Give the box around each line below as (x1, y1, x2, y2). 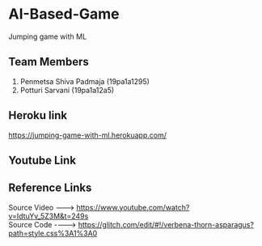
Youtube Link (8, 153, 77, 167)
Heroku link (8, 108, 67, 122)
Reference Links (8, 181, 92, 195)
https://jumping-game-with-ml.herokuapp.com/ (8, 130, 167, 140)
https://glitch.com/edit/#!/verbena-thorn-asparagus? (78, 219, 255, 229)
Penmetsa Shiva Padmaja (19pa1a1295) (19, 76, 150, 86)
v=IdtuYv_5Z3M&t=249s (8, 211, 89, 221)
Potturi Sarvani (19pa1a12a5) (19, 85, 115, 95)
